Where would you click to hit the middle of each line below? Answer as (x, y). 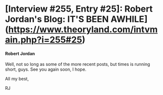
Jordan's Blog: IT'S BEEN (57, 19)
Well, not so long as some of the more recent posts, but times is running (78, 64)
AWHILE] (129, 19)
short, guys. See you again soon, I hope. (46, 69)
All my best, (17, 79)
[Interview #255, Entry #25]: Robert (79, 9)
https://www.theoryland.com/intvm (83, 30)
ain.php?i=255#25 (44, 40)
